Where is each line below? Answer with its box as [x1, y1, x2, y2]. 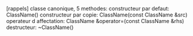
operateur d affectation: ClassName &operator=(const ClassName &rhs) [6, 18, 185, 24]
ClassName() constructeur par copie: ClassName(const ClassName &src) [6, 11, 188, 18]
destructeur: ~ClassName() [6, 24, 74, 31]
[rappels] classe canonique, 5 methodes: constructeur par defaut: [6, 5, 170, 12]
